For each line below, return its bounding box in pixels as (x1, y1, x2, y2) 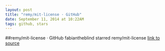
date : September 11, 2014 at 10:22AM (5, 16, 84, 21)
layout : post (5, 7, 33, 12)
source (5, 40, 20, 46)
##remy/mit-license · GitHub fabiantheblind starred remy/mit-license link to (5, 35, 160, 41)
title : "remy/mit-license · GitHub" (5, 12, 82, 17)
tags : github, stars (5, 21, 49, 26)
